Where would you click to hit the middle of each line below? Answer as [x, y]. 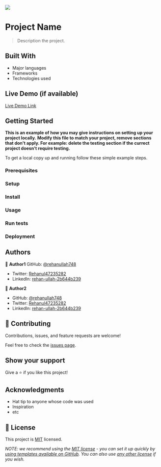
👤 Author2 [16, 288]
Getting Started [29, 121]
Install [13, 197]
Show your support [35, 360]
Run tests [17, 223]
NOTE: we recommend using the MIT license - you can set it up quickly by [80, 448]
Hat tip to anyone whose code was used [53, 402]
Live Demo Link [21, 105]
